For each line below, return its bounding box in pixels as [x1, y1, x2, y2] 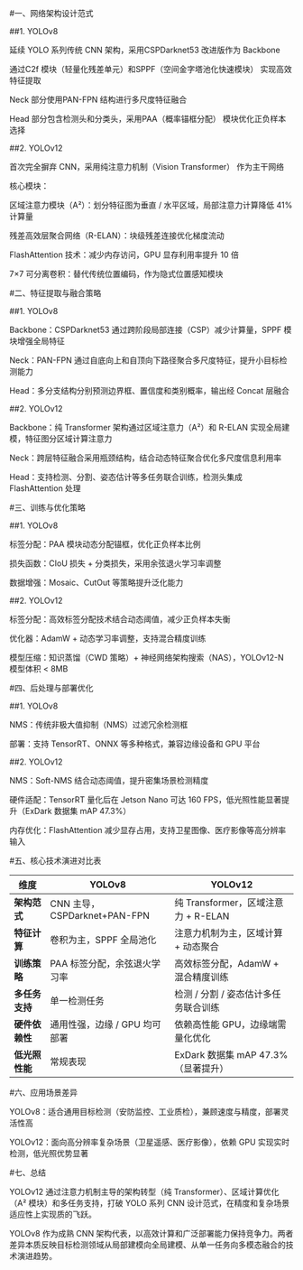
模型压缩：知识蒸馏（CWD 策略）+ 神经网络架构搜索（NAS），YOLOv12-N [9, 653, 284, 663]
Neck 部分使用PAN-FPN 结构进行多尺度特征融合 [9, 94, 188, 105]
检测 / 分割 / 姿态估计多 [174, 987, 272, 1000]
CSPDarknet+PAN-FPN [50, 910, 151, 922]
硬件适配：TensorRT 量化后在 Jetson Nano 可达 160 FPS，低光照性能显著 [9, 794, 282, 805]
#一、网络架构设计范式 [9, 8, 94, 18]
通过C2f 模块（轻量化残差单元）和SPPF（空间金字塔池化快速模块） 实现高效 [9, 64, 292, 74]
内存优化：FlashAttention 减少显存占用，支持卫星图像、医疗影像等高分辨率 [9, 825, 287, 835]
